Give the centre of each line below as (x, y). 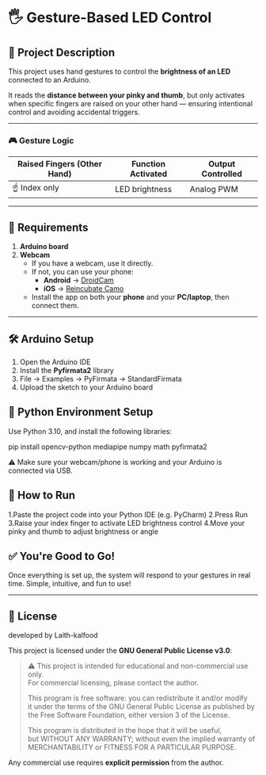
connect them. (55, 305)
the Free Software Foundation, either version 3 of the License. (129, 715)
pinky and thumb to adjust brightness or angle (83, 531)
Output (222, 164)
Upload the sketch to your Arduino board (86, 387)
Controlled (222, 174)
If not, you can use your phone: (83, 272)
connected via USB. (40, 470)
